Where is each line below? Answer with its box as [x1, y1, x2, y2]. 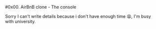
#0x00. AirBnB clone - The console [5, 4, 77, 10]
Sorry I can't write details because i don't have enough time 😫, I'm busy [5, 14, 151, 19]
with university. [5, 19, 36, 24]
